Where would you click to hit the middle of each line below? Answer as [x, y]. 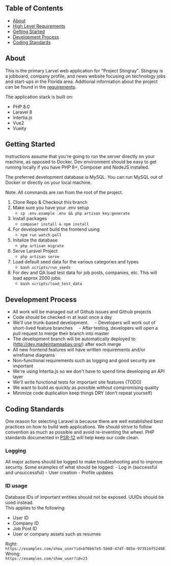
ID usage [17, 486]
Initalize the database [35, 240]
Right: [11, 544]
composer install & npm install [54, 224]
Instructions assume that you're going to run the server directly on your [80, 156]
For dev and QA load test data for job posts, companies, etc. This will [85, 273]
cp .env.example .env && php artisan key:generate [75, 213]
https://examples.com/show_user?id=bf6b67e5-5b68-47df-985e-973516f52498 [85, 549]
